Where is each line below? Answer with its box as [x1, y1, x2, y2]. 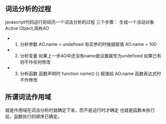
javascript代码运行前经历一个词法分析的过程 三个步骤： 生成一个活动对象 [5, 19, 155, 25]
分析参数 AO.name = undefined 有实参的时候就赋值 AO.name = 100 [19, 41, 157, 47]
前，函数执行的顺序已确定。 [5, 113, 62, 119]
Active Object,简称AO [5, 25, 49, 31]
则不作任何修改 [19, 59, 51, 65]
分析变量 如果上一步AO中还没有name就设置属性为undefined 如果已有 [19, 52, 162, 58]
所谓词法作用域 [5, 93, 51, 101]
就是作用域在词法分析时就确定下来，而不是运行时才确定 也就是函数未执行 [5, 107, 155, 113]
